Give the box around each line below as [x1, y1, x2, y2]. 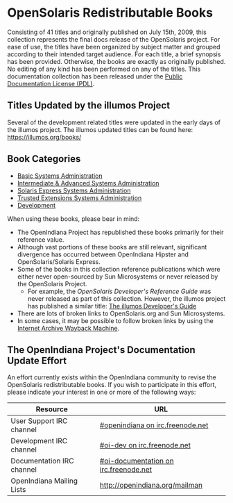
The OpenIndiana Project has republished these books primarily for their [17, 228, 224, 236]
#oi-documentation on [99, 456, 175, 466]
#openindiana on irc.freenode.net [99, 420, 209, 430]
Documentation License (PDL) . [7, 79, 95, 88]
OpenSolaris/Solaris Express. [17, 257, 101, 265]
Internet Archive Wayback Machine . [17, 324, 120, 332]
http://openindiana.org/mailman [99, 481, 203, 490]
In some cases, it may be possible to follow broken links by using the [17, 316, 214, 324]
